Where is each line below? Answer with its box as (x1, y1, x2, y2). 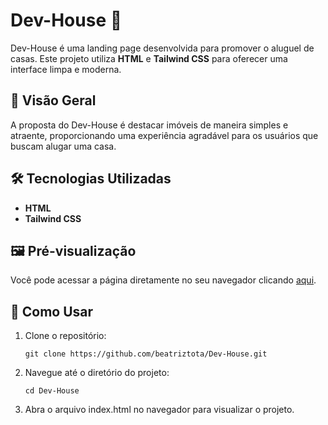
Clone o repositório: (24, 330, 107, 342)
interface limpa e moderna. (10, 63, 122, 75)
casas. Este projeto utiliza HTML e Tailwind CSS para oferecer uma (10, 52, 288, 64)
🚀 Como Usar (10, 303, 94, 320)
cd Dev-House (24, 386, 80, 396)
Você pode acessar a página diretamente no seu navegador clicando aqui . (10, 274, 317, 286)
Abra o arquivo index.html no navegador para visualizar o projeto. (24, 404, 295, 416)
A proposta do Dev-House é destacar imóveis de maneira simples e (10, 119, 289, 131)
